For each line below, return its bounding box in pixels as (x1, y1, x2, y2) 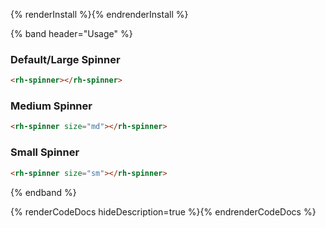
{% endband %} (10, 186, 77, 198)
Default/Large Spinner (10, 52, 121, 66)
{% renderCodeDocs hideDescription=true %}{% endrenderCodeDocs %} (10, 205, 317, 218)
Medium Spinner (10, 99, 93, 113)
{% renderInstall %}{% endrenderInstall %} (10, 9, 189, 20)
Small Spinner (10, 145, 80, 159)
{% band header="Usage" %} (10, 28, 133, 39)
